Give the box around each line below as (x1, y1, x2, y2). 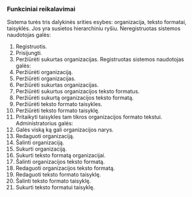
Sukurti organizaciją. (15, 145, 67, 152)
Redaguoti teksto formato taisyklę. (15, 171, 101, 178)
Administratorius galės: (15, 120, 74, 127)
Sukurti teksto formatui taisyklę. (15, 184, 95, 191)
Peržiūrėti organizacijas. (15, 75, 76, 83)
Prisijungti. (15, 49, 42, 57)
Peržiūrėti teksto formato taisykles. (15, 101, 103, 108)
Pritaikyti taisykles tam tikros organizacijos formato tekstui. (15, 113, 162, 120)
